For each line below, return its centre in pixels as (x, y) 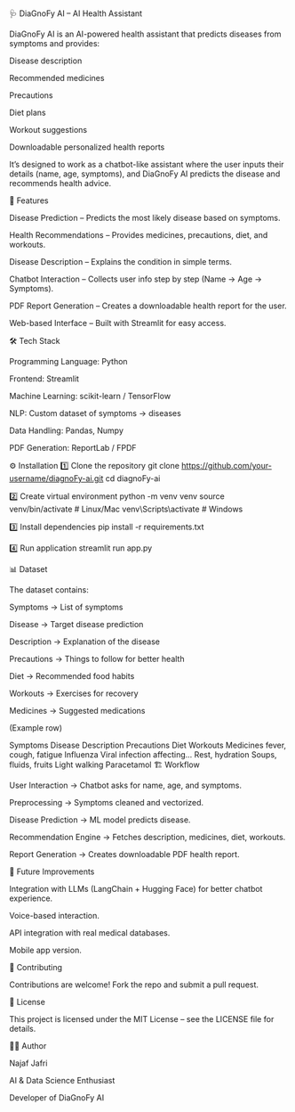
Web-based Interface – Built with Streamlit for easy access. (118, 323)
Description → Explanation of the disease (85, 642)
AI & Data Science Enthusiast (62, 1080)
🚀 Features (29, 200)
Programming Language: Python (68, 361)
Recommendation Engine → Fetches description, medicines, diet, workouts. (147, 837)
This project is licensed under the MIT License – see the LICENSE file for (142, 1019)
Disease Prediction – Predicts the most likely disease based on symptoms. (145, 218)
